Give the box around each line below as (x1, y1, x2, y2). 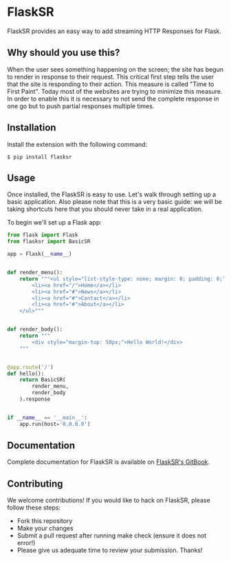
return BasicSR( (19, 376, 67, 383)
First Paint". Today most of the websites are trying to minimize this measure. (7, 87, 223, 95)
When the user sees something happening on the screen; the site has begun (7, 65, 224, 73)
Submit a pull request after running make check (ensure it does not (16, 531, 207, 540)
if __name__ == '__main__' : (7, 414, 88, 421)
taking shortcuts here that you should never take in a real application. (7, 205, 203, 214)
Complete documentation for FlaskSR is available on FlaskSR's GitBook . (7, 458, 210, 466)
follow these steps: (7, 504, 60, 512)
